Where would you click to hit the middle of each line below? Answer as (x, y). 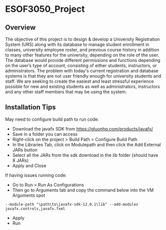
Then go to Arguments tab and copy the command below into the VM (83, 190)
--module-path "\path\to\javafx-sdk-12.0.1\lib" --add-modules (72, 204)
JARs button (25, 150)
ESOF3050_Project (45, 9)
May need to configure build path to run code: (52, 119)
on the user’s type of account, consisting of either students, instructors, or (81, 66)
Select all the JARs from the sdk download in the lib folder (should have (85, 155)
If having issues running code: (36, 175)
